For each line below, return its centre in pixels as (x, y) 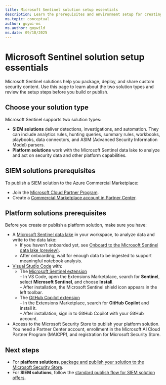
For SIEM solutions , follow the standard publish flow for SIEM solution (83, 373)
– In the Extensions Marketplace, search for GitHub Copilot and (84, 303)
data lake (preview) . (40, 250)
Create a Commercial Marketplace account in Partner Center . (74, 197)
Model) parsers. (29, 144)
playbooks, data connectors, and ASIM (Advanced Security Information (85, 140)
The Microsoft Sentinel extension (53, 271)
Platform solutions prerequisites (56, 213)
